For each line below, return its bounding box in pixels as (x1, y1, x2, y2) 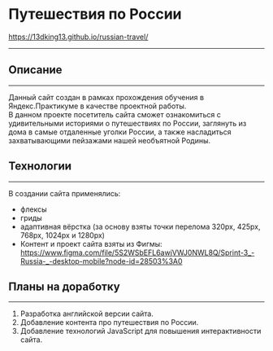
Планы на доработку (8, 279, 120, 293)
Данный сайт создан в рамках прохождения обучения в (8, 92, 205, 102)
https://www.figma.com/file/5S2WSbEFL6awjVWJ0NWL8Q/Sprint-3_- (19, 248, 255, 257)
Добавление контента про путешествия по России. (19, 318, 199, 327)
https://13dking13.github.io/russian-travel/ (8, 32, 149, 42)
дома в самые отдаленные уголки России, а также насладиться (8, 127, 232, 137)
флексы (19, 204, 47, 214)
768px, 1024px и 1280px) (19, 230, 106, 240)
